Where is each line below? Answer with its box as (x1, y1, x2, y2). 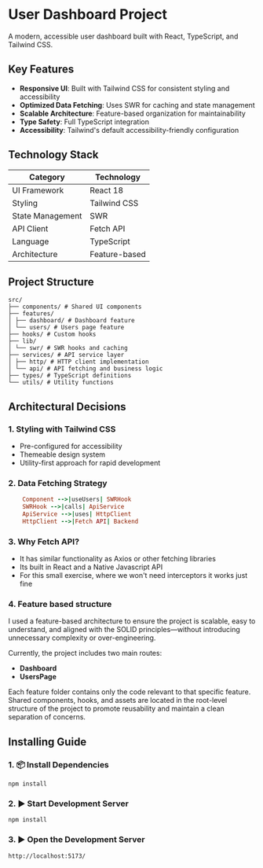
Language (12, 236, 49, 247)
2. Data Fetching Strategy (8, 477, 108, 488)
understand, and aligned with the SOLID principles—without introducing (8, 625, 241, 634)
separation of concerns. (8, 712, 86, 722)
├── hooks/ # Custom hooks (8, 330, 97, 339)
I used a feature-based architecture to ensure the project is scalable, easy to (8, 616, 256, 626)
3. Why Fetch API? (8, 536, 80, 547)
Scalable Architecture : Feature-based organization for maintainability (19, 108, 246, 118)
